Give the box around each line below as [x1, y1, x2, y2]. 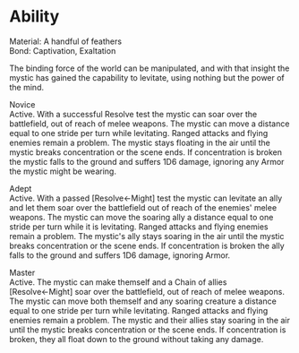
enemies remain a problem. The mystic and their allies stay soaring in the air [9, 314, 291, 325]
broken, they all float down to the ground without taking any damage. [9, 333, 264, 344]
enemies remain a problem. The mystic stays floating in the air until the [9, 137, 270, 148]
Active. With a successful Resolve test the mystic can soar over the [9, 108, 258, 119]
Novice [9, 99, 36, 109]
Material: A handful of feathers [9, 36, 123, 47]
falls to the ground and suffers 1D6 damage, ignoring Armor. [9, 249, 231, 261]
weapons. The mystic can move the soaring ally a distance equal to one [9, 211, 274, 222]
